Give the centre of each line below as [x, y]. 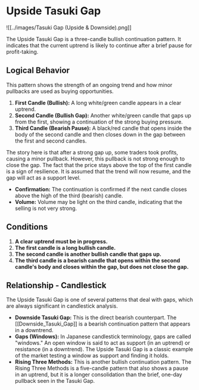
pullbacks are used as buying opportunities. [60, 91]
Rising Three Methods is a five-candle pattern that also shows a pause [102, 369]
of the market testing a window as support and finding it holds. [92, 355]
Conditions [27, 227]
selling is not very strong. [46, 208]
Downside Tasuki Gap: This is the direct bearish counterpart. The [96, 318]
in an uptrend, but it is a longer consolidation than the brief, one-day [99, 374]
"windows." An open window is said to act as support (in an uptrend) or [102, 343]
